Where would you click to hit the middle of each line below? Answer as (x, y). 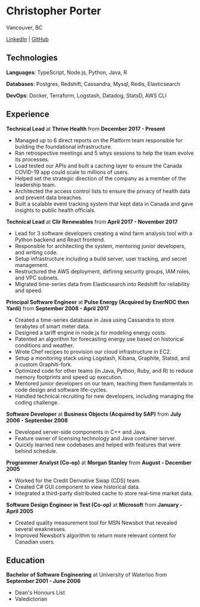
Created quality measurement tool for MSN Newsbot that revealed (96, 522)
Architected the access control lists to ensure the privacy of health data (102, 191)
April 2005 (20, 511)
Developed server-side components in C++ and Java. (81, 432)
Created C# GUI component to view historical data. (77, 487)
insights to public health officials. (55, 210)
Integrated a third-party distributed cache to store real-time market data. (104, 493)
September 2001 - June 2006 (43, 581)
